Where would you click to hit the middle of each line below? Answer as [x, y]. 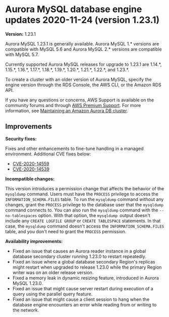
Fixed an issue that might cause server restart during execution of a [83, 288]
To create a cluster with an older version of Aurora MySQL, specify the [79, 79]
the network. [26, 310]
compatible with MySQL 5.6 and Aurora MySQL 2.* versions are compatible [84, 49]
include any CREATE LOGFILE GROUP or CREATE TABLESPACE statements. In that [83, 221]
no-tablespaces [21, 216]
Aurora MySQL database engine [74, 9]
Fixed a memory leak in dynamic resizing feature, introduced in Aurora [86, 278]
